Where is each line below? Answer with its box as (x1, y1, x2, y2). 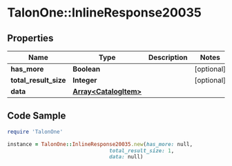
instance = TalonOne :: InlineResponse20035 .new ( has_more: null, (7, 141, 193, 147)
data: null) (109, 154, 144, 160)
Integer (72, 76, 97, 85)
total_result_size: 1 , (109, 147, 175, 154)
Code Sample (7, 110, 66, 122)
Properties (7, 32, 54, 44)
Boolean (72, 64, 101, 74)
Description (148, 53, 188, 62)
